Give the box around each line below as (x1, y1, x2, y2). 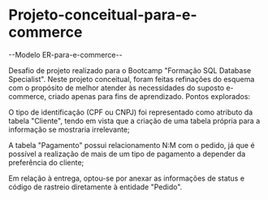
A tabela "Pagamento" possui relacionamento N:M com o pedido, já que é (8, 140, 255, 150)
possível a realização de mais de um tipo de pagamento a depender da (8, 149, 246, 159)
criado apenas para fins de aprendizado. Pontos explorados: (48, 91, 250, 101)
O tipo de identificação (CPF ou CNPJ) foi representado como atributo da (8, 107, 253, 117)
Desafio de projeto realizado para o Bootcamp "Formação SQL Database (8, 65, 252, 75)
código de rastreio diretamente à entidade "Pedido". (8, 181, 183, 192)
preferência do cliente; (8, 157, 84, 167)
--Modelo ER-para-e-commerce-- (8, 50, 123, 59)
